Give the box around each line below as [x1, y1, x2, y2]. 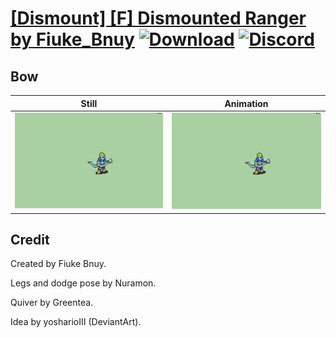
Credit [10, 231, 50, 248]
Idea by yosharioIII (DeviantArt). [10, 316, 142, 328]
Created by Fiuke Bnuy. [10, 258, 107, 270]
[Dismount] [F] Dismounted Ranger [10, 7, 307, 30]
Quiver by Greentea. [10, 297, 94, 309]
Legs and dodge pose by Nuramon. [10, 277, 157, 289]
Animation [224, 97, 269, 109]
